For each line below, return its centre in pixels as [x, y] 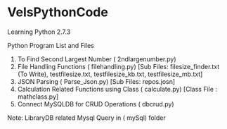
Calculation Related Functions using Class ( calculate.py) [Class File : [117, 89]
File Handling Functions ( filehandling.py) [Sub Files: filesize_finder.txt [118, 66]
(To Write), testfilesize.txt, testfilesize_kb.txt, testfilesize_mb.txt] [110, 74]
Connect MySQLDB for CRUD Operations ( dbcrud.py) [96, 104]
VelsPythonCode [58, 12]
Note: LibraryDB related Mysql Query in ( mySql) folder [87, 118]
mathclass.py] [38, 97]
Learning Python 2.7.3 [39, 32]
